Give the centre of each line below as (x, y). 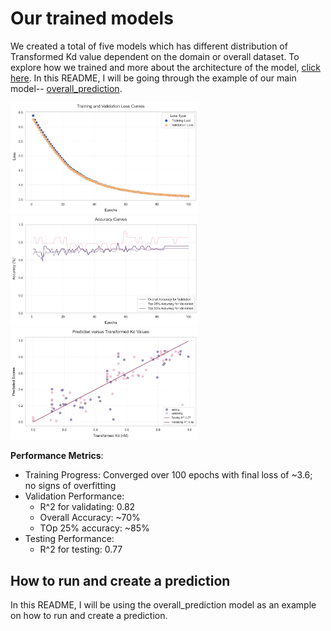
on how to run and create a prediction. (89, 615)
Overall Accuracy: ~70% (90, 518)
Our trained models (92, 18)
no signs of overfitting (70, 486)
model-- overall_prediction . (66, 88)
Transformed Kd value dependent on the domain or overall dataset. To (155, 56)
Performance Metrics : (57, 456)
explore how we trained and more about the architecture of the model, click (166, 67)
